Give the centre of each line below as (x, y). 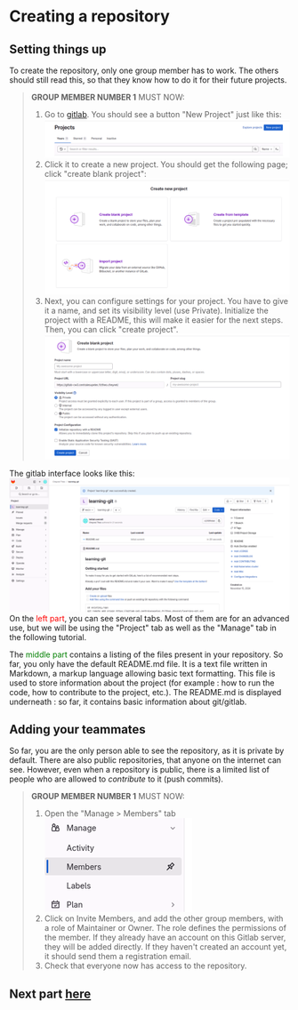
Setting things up (58, 49)
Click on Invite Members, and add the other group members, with (164, 918)
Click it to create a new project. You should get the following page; (166, 164)
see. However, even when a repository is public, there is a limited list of (139, 770)
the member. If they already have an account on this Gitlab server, (165, 938)
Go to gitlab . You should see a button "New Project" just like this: (163, 114)
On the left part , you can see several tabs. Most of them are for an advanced (149, 618)
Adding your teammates (78, 729)
